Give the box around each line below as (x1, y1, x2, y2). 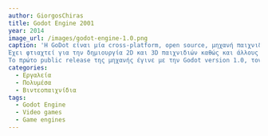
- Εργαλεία (15, 71, 52, 79)
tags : (8, 94, 26, 102)
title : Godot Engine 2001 (8, 19, 94, 27)
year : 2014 (8, 26, 45, 34)
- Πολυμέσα (15, 78, 52, 86)
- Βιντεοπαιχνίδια (15, 86, 77, 94)
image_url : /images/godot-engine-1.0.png (8, 34, 148, 42)
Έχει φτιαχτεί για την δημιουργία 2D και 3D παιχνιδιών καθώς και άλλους (8, 49, 259, 57)
